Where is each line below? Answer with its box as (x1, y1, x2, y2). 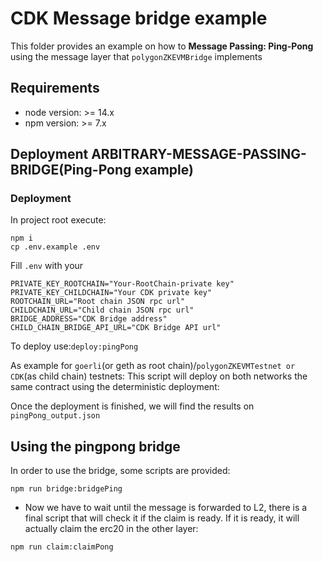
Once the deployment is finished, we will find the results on (10, 400, 255, 412)
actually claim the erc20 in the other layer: (24, 523, 199, 535)
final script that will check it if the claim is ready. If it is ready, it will (24, 512, 300, 524)
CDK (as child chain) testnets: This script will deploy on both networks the (10, 370, 308, 382)
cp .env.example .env (10, 242, 101, 252)
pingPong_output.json (10, 411, 101, 421)
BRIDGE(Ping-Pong (10, 162, 132, 179)
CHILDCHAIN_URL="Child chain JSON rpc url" (10, 305, 195, 316)
